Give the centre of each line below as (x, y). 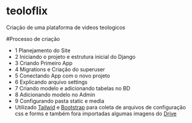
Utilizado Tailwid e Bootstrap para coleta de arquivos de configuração (100, 107)
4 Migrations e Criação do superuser (60, 69)
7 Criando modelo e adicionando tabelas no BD (73, 88)
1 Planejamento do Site (43, 50)
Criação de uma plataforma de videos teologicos (66, 27)
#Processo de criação (33, 39)
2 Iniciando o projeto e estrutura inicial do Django (75, 56)
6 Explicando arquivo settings (51, 82)
